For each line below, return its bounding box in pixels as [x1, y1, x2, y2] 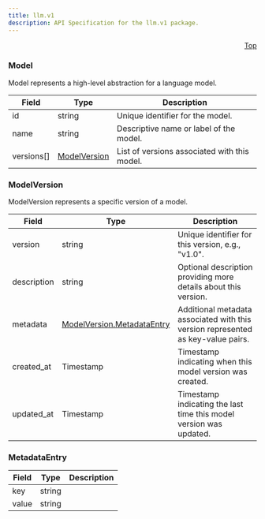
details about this [177, 282, 242, 293]
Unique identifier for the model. [117, 110, 233, 121]
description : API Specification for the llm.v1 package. [8, 19, 200, 27]
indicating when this [177, 357, 252, 368]
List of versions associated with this [117, 145, 250, 156]
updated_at [12, 409, 54, 420]
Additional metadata [177, 304, 252, 316]
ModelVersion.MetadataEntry [62, 319, 170, 330]
